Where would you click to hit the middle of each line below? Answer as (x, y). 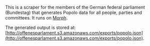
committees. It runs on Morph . (36, 18)
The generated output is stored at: (41, 27)
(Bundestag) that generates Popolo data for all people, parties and (73, 12)
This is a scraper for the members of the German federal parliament (75, 7)
